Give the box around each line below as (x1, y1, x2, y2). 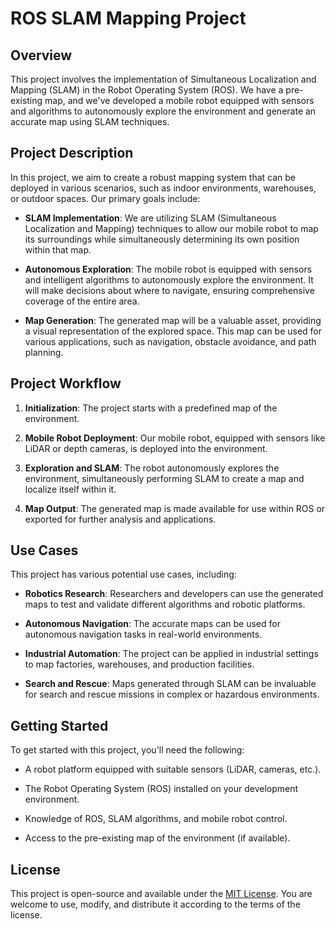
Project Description (10, 145, 134, 162)
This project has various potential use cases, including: (10, 568, 237, 581)
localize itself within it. (24, 483, 117, 495)
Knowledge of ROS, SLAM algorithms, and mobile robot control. (24, 813, 288, 825)
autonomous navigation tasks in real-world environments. (24, 628, 263, 641)
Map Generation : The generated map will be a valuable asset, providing (24, 314, 322, 326)
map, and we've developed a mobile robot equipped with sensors (44, 95, 315, 106)
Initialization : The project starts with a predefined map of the (24, 402, 278, 414)
